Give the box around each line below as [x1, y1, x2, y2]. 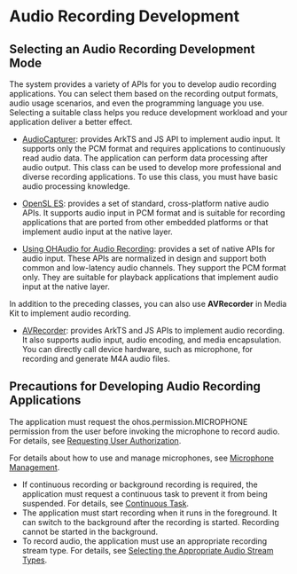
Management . [9, 461, 60, 472]
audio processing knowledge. [21, 181, 130, 192]
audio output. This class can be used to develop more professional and [21, 162, 282, 172]
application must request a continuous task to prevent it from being [21, 488, 268, 499]
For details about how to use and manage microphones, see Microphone [9, 452, 275, 463]
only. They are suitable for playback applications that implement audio [21, 272, 279, 282]
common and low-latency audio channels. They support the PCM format [21, 263, 286, 272]
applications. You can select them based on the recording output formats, [9, 89, 278, 98]
